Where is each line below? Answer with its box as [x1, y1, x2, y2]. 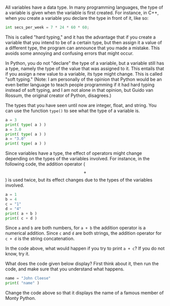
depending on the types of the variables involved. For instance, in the [5, 156, 150, 162]
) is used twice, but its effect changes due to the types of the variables [5, 177, 153, 183]
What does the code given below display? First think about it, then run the [5, 261, 159, 267]
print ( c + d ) [5, 216, 37, 221]
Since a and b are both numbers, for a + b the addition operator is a [5, 225, 146, 231]
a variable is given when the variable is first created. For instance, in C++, [5, 10, 159, 16]
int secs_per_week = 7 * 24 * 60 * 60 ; [5, 25, 90, 30]
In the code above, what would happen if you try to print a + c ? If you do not [5, 246, 165, 252]
